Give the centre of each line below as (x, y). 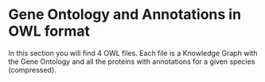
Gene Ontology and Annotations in (125, 15)
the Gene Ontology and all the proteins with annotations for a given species (132, 61)
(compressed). (33, 69)
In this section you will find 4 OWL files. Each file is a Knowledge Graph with (133, 53)
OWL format (49, 31)
